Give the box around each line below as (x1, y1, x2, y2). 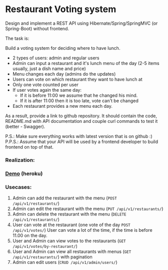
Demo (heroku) (5, 170, 43, 177)
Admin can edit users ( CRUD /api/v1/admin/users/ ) (12, 259, 118, 265)
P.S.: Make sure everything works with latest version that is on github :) (5, 133, 152, 139)
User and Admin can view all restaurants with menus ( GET (12, 248, 132, 255)
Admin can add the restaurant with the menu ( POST (12, 195, 117, 201)
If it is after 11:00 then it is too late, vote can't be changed (20, 97, 139, 104)
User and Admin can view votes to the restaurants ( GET (12, 238, 126, 244)
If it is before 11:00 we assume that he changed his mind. (20, 92, 138, 98)
